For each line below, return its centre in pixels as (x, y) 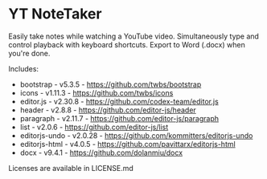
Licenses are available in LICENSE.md (71, 168)
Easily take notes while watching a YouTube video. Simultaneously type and (134, 36)
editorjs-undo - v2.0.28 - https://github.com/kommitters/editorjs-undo (136, 135)
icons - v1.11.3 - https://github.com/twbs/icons (97, 92)
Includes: (23, 68)
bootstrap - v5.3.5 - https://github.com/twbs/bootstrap (111, 84)
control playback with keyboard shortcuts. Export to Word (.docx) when (127, 44)
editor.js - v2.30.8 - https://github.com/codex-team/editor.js (119, 101)
